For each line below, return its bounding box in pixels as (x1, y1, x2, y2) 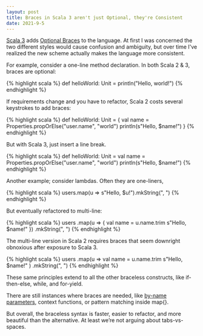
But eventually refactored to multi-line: (6, 207, 102, 214)
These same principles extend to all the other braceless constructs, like (6, 274, 185, 281)
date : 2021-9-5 (6, 20, 45, 26)
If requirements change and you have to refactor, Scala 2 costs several (6, 98, 183, 105)
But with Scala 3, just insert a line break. (6, 141, 107, 148)
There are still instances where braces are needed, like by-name (6, 292, 167, 300)
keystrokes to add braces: (6, 105, 72, 112)
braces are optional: (6, 68, 56, 75)
